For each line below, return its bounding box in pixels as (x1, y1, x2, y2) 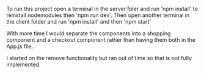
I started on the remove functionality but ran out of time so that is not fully (6, 55, 192, 61)
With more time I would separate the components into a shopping (6, 30, 171, 37)
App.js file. (6, 42, 34, 50)
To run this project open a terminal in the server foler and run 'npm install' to (6, 5, 199, 12)
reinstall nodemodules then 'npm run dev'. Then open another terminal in (6, 12, 190, 19)
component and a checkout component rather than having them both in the (6, 36, 196, 43)
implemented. (6, 61, 41, 68)
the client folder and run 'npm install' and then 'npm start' (6, 18, 151, 25)
